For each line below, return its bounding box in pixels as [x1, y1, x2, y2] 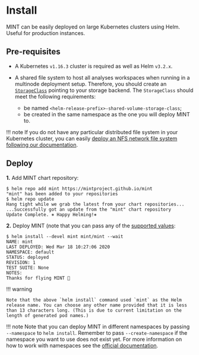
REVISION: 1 [6, 259, 36, 265]
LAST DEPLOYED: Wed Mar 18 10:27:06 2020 [6, 244, 110, 250]
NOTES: [6, 270, 23, 276]
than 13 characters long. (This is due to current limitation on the [6, 307, 182, 313]
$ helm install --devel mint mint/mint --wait [6, 233, 124, 239]
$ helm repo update [6, 196, 55, 202]
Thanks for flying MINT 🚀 [6, 275, 70, 281]
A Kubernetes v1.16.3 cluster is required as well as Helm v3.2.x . [14, 62, 173, 69]
